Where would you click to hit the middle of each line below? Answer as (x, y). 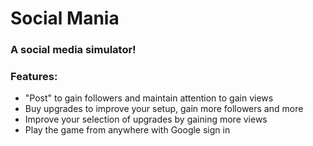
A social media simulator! (73, 50)
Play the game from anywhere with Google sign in (127, 130)
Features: (34, 77)
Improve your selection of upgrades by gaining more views (146, 119)
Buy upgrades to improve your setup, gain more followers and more (164, 109)
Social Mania (65, 18)
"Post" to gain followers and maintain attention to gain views (149, 98)
